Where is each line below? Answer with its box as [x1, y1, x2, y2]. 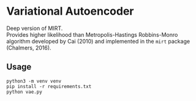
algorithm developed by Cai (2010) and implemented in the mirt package [6, 37, 190, 45]
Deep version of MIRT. [6, 24, 63, 32]
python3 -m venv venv [6, 78, 62, 84]
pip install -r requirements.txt [6, 83, 92, 89]
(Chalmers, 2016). [6, 44, 51, 51]
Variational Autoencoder [6, 4, 134, 18]
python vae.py [6, 89, 43, 95]
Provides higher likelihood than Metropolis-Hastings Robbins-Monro [6, 31, 178, 38]
